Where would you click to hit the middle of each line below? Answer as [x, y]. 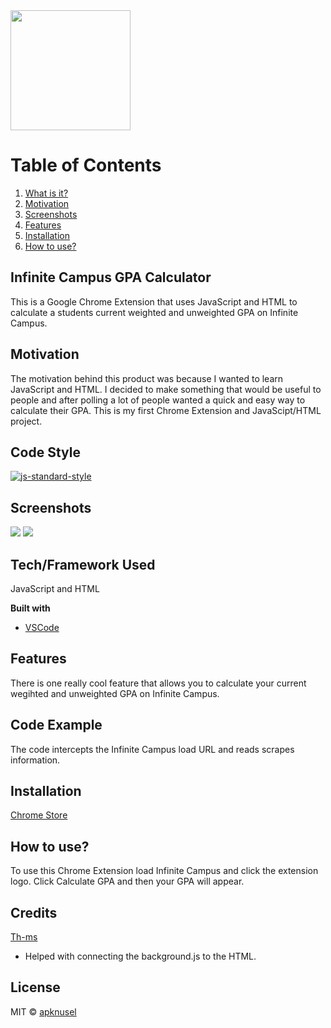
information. [35, 760]
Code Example [56, 725]
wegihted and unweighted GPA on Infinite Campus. [115, 693]
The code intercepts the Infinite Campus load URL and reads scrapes [152, 749]
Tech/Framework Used [83, 564]
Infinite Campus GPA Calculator [111, 277]
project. [26, 421]
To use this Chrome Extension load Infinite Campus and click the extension [164, 871]
